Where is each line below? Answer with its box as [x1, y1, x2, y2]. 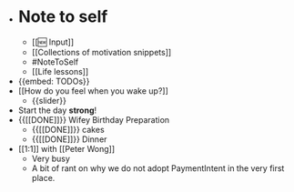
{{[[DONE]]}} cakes [31, 124, 105, 135]
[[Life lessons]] [31, 66, 89, 76]
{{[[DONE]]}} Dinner [31, 134, 107, 145]
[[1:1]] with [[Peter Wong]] [17, 143, 116, 154]
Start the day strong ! [17, 105, 97, 116]
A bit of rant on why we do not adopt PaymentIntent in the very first [31, 162, 285, 174]
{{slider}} [31, 95, 66, 106]
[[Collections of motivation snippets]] [31, 46, 172, 57]
